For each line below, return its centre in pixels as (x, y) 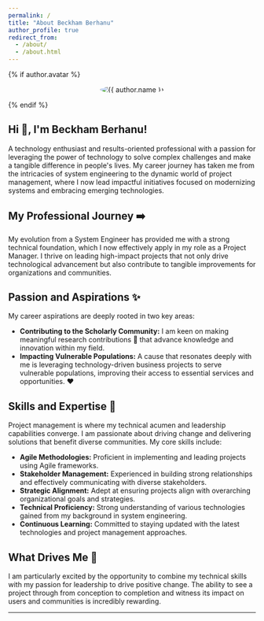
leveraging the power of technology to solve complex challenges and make (130, 157)
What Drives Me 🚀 (53, 557)
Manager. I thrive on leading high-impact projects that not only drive (119, 256)
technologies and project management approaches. (103, 533)
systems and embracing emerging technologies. (86, 190)
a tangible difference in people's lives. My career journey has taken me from (132, 165)
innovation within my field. (62, 348)
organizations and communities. (60, 272)
